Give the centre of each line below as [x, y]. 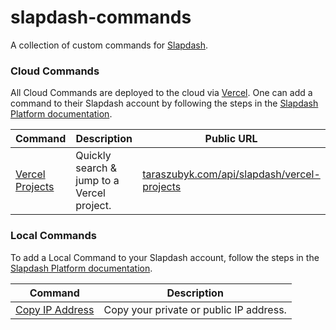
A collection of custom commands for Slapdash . [109, 45]
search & [96, 168]
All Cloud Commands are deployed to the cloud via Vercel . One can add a [161, 93]
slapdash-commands [101, 17]
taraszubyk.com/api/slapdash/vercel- [231, 174]
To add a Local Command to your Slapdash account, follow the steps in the [165, 257]
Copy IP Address [55, 309]
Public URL [231, 139]
